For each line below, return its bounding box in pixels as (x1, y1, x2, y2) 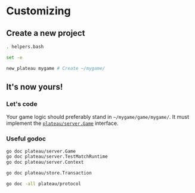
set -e (6, 54, 23, 60)
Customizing (6, 4, 71, 18)
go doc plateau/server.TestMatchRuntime (6, 154, 109, 160)
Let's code (6, 100, 38, 108)
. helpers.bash (6, 44, 44, 50)
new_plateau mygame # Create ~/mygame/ (6, 65, 106, 71)
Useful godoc (6, 134, 47, 143)
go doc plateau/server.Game (6, 148, 76, 154)
